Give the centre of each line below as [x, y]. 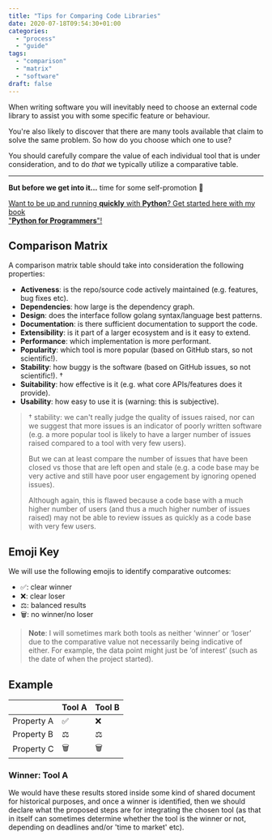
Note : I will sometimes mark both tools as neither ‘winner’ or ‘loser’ [140, 633]
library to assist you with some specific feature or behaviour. [109, 115]
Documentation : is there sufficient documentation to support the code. [139, 324]
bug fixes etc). [44, 298]
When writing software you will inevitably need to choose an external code [133, 107]
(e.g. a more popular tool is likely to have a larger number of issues [139, 435]
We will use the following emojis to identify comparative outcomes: [120, 572]
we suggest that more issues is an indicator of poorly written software [145, 426]
